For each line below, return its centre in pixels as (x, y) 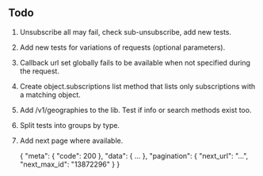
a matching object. (50, 95)
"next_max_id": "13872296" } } (70, 164)
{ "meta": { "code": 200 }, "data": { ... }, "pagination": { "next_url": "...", (134, 155)
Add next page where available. (71, 140)
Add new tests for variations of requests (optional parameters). (122, 47)
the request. (39, 71)
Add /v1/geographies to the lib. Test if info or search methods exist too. (135, 110)
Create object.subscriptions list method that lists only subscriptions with (137, 86)
